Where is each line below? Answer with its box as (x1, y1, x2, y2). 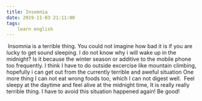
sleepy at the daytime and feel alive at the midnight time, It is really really (6, 82, 190, 89)
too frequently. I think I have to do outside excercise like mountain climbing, (6, 62, 197, 69)
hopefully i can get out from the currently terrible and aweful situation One (6, 68, 194, 76)
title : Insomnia (6, 9, 48, 15)
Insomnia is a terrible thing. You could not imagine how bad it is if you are (7, 43, 193, 50)
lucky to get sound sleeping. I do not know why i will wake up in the (6, 49, 176, 57)
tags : (6, 20, 20, 26)
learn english (17, 26, 53, 32)
